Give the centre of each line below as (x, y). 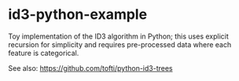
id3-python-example (78, 15)
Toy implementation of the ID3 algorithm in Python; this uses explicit (119, 36)
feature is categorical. (44, 53)
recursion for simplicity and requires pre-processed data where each (120, 44)
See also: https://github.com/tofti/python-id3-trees (90, 68)
